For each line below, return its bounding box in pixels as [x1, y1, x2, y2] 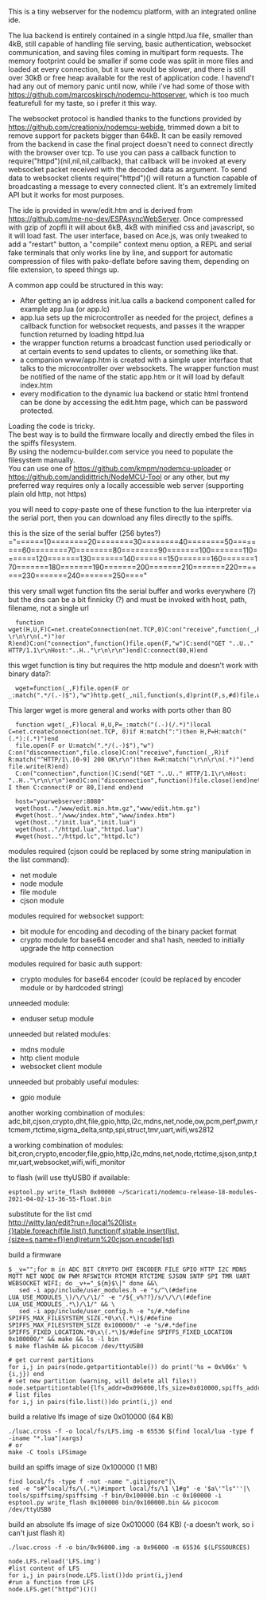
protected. [19, 406, 54, 415]
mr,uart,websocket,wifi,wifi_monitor [8, 1158, 126, 1166]
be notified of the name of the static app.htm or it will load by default [19, 372, 245, 381]
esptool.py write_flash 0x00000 [8, 1188, 115, 1196]
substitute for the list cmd [8, 1210, 92, 1218]
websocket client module [19, 1062, 103, 1071]
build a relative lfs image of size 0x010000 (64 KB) [8, 1412, 174, 1422]
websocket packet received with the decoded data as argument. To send [8, 165, 248, 174]
